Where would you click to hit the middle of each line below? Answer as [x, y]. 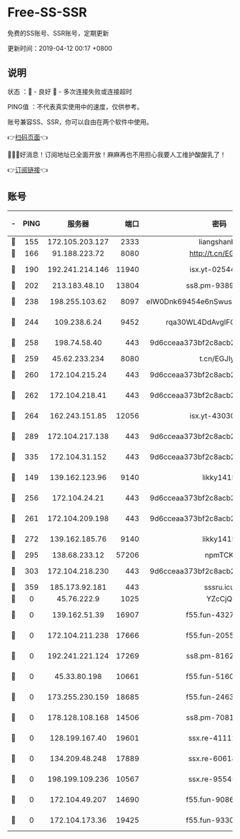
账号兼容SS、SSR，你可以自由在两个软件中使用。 [80, 121]
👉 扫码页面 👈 [28, 137]
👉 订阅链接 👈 [28, 169]
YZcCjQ [219, 598]
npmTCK [219, 555]
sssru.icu [219, 587]
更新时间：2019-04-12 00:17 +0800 [60, 48]
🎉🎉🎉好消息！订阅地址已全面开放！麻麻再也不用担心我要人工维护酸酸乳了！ [117, 154]
